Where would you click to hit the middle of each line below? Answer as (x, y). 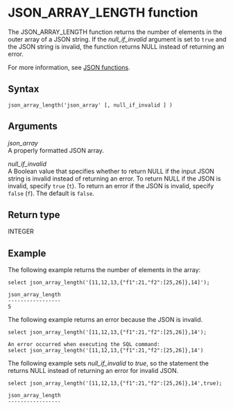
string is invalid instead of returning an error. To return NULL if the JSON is (114, 179)
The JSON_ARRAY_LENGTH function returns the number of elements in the (115, 32)
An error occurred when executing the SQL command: (84, 345)
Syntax (24, 89)
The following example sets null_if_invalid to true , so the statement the (108, 363)
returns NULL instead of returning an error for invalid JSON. (93, 371)
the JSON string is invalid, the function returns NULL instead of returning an (116, 46)
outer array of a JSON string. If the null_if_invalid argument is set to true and (117, 39)
